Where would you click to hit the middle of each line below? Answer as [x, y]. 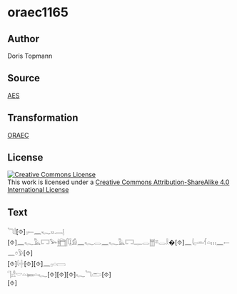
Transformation [43, 118]
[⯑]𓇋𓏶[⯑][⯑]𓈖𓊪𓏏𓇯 [36, 264]
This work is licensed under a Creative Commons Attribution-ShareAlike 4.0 [118, 182]
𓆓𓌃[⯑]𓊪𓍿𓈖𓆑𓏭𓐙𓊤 [36, 232]
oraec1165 [38, 12]
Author [23, 39]
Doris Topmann [30, 56]
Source [24, 78]
